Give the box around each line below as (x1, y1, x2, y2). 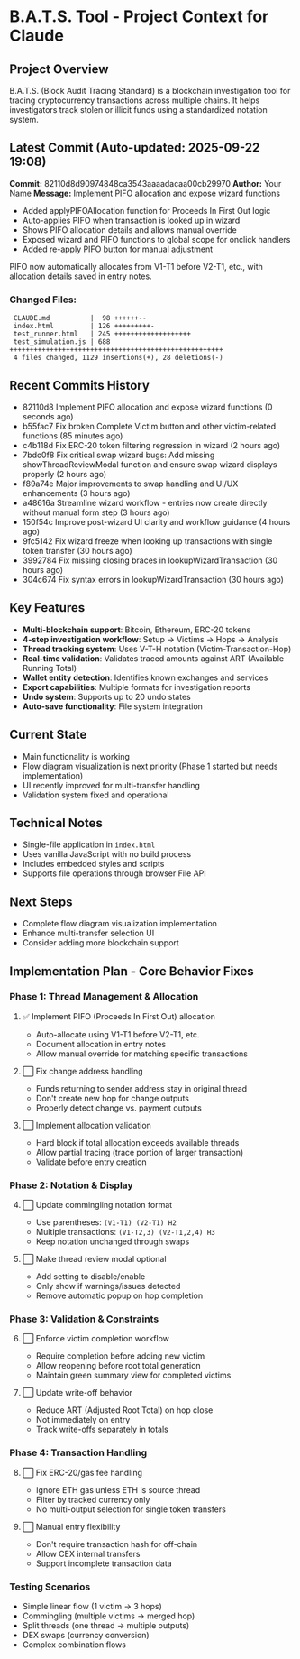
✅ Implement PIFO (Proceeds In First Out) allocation (22, 1010, 216, 1021)
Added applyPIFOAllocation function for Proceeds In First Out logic (22, 205, 271, 216)
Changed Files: (9, 293, 77, 306)
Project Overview (9, 61, 109, 77)
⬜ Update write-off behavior (22, 1387, 133, 1398)
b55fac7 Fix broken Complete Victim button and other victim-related (22, 420, 277, 431)
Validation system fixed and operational (22, 789, 169, 800)
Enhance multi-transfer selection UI (22, 927, 155, 939)
